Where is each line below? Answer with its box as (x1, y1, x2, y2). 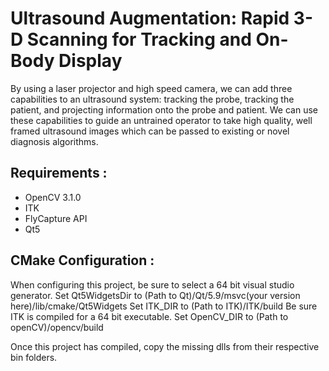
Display (58, 50, 123, 72)
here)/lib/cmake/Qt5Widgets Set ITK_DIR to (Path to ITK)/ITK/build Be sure (10, 300, 318, 312)
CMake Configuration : (10, 252, 155, 269)
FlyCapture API (24, 212, 88, 224)
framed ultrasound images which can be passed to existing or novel (10, 125, 290, 137)
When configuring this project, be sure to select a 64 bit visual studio (10, 278, 295, 291)
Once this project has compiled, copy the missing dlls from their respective (10, 340, 320, 352)
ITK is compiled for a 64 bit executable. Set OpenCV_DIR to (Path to (10, 310, 289, 322)
